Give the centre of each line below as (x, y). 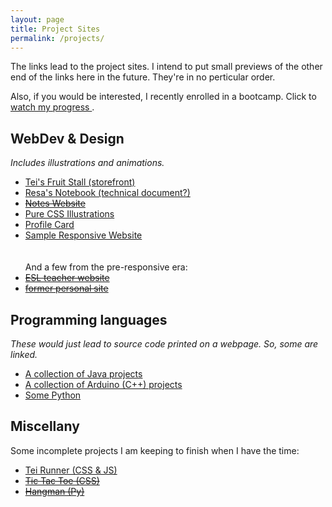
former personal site (66, 288)
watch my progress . (52, 107)
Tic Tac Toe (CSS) (62, 480)
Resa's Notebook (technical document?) (107, 193)
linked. (24, 354)
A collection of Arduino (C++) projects (103, 384)
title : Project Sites (55, 29)
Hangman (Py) (54, 491)
